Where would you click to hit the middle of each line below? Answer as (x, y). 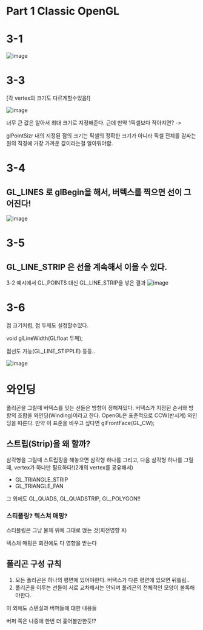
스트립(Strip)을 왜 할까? (48, 444)
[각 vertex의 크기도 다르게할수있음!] (48, 98)
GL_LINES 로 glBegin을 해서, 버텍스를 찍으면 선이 (94, 192)
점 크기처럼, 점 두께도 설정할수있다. (48, 325)
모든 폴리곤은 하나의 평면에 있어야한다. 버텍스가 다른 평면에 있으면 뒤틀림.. (102, 580)
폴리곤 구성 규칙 (34, 564)
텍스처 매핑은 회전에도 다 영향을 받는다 (52, 543)
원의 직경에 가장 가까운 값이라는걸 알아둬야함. (60, 144)
